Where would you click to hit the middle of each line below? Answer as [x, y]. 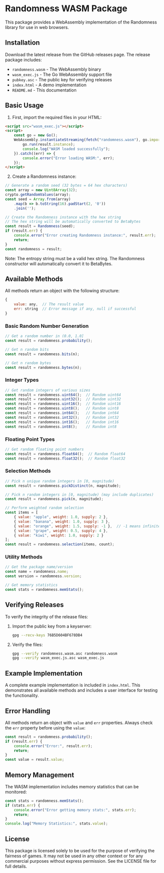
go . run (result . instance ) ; [49, 145]
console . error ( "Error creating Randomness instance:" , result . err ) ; [85, 236]
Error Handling [28, 711]
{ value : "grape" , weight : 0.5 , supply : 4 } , [61, 531]
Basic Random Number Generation [47, 326]
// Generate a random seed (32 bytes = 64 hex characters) [66, 186]
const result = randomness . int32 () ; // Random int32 [62, 417]
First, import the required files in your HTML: [57, 117]
